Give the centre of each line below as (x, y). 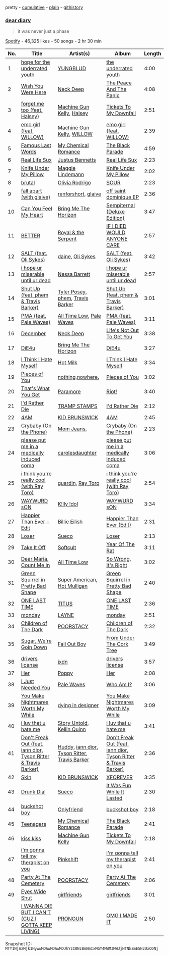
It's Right (117, 565)
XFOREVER (120, 777)
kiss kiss (31, 839)
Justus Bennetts (77, 160)
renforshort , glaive (79, 194)
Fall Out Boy (72, 644)
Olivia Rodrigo (74, 183)
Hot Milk (67, 363)
